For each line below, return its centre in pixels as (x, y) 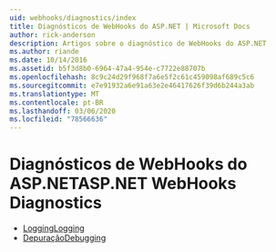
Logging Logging (53, 228)
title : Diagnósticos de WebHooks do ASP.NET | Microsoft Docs (130, 26)
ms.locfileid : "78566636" (58, 119)
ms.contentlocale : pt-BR (56, 102)
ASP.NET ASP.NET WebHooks (123, 184)
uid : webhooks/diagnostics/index (73, 18)
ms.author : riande (44, 52)
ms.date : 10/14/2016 (49, 60)
